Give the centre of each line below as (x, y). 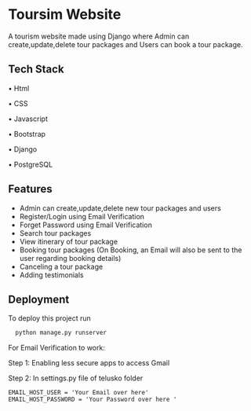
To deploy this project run (50, 318)
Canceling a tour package (61, 266)
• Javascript (28, 119)
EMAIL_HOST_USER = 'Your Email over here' (78, 393)
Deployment (39, 299)
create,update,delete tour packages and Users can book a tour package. (125, 44)
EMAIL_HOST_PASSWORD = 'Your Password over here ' (93, 400)
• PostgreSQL (31, 164)
